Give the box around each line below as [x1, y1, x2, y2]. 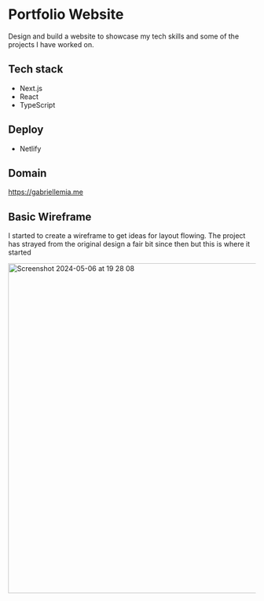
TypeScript [19, 100, 56, 109]
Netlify [19, 144, 42, 153]
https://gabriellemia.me [8, 187, 84, 197]
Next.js [19, 83, 43, 93]
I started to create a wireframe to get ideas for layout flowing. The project [8, 231, 246, 240]
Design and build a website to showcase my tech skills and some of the [8, 31, 240, 41]
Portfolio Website [8, 5, 124, 24]
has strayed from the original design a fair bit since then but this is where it [8, 240, 251, 249]
